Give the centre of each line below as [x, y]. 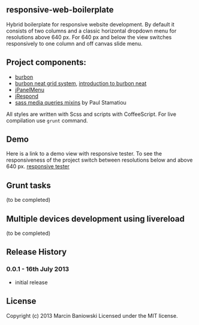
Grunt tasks [28, 185]
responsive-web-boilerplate [60, 10]
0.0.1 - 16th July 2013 [38, 269]
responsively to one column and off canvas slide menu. [74, 43]
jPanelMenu [30, 90]
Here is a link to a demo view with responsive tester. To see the [84, 154]
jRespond [27, 96]
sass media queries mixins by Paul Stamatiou [71, 102]
